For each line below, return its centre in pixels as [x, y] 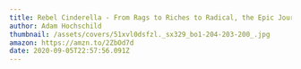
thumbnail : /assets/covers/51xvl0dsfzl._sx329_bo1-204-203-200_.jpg [140, 34]
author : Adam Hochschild [56, 26]
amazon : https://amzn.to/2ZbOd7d [72, 43]
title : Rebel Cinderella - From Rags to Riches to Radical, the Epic [142, 17]
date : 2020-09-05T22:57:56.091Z [69, 51]
